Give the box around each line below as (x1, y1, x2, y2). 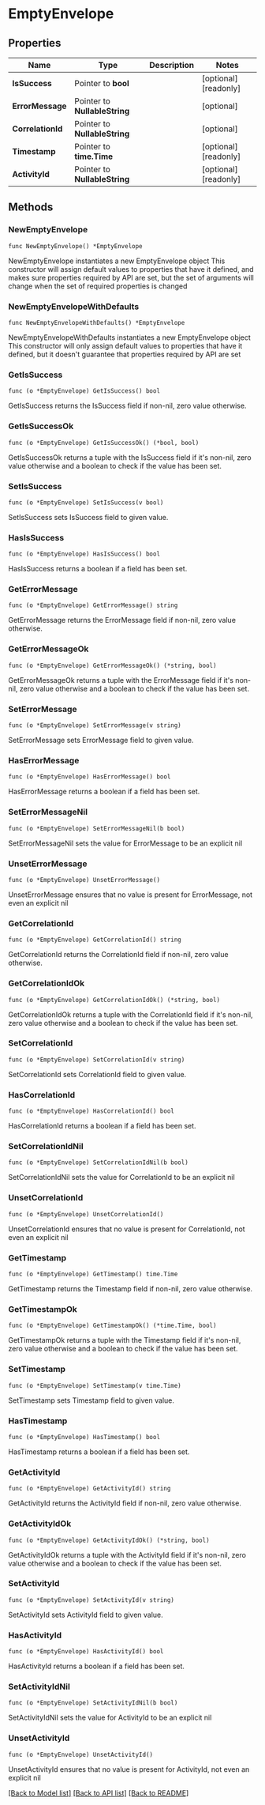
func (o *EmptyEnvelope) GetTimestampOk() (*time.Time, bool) (8, 1321, 217, 1330)
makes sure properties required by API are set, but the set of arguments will (8, 273, 254, 282)
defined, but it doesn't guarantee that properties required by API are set (8, 349, 241, 359)
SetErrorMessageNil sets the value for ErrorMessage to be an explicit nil (8, 838, 243, 848)
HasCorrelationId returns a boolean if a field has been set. (8, 1121, 196, 1131)
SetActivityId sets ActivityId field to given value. (8, 1610, 163, 1619)
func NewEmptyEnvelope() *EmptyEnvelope (8, 242, 144, 250)
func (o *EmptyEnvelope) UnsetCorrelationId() (8, 1210, 164, 1218)
